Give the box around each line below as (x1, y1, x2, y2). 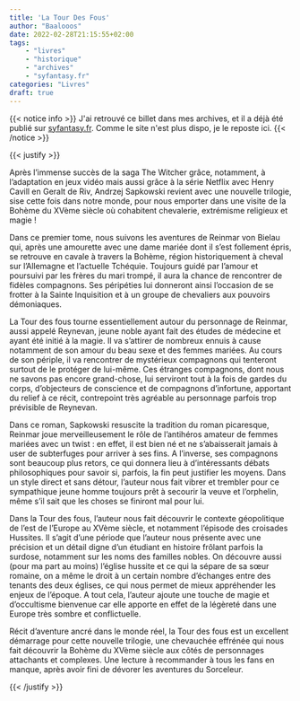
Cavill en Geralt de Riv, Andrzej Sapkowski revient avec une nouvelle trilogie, (9, 186, 293, 197)
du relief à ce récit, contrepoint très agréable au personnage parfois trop (9, 392, 277, 403)
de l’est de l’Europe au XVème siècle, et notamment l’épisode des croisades (9, 522, 288, 533)
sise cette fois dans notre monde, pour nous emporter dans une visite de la (9, 195, 287, 206)
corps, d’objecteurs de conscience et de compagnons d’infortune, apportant (9, 382, 292, 393)
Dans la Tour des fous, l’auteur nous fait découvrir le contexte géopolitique (9, 513, 285, 523)
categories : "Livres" (9, 80, 90, 89)
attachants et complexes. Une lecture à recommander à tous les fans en (9, 654, 275, 665)
